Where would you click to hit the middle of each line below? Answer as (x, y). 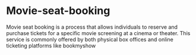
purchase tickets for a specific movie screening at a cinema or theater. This (98, 33)
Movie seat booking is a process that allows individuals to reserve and (92, 27)
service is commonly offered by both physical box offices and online (90, 39)
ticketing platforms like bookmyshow (51, 46)
